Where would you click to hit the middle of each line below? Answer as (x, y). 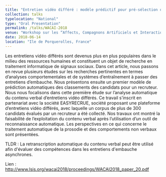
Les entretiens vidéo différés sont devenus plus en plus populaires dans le (81, 56)
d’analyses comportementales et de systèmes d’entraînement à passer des (81, 76)
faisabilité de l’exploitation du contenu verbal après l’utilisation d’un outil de (81, 118)
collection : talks (24, 14)
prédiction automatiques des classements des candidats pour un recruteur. (82, 87)
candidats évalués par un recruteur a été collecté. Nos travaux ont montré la (83, 113)
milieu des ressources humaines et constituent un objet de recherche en (79, 61)
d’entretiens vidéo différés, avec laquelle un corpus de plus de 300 (73, 108)
